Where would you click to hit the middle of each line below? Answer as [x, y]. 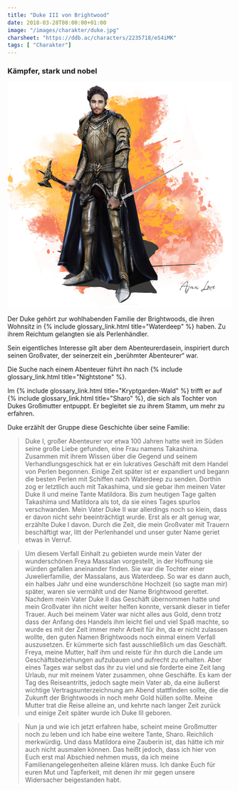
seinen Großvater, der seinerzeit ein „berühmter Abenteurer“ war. [103, 356]
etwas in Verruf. [48, 540]
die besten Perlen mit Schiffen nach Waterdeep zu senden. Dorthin [123, 479]
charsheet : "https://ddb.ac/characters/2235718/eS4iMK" [92, 38]
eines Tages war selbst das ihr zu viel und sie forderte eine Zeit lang [125, 667]
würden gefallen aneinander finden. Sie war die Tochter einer [115, 569]
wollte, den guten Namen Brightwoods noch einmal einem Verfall [120, 637]
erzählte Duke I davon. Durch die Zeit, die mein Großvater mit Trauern [127, 525]
